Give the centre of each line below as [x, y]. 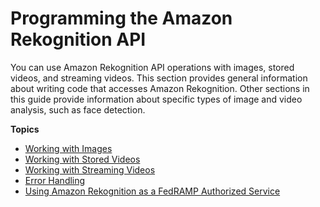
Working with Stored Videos [82, 159]
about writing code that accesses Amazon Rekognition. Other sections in [160, 88]
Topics [25, 129]
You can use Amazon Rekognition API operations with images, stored [152, 67]
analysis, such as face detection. [78, 109]
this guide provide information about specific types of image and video [156, 99]
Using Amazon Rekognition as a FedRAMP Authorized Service [152, 191]
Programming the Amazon [121, 18]
